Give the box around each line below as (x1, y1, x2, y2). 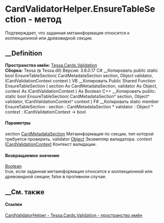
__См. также (5, 188, 45, 196)
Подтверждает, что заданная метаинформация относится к (5, 30, 130, 36)
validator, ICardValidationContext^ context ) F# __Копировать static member (5, 99, 159, 104)
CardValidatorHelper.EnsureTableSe (5, 3, 156, 15)
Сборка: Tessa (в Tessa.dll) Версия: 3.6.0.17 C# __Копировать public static (5, 67, 158, 73)
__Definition (5, 49, 43, 58)
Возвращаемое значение (5, 152, 60, 158)
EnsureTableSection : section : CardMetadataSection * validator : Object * (5, 103, 154, 109)
